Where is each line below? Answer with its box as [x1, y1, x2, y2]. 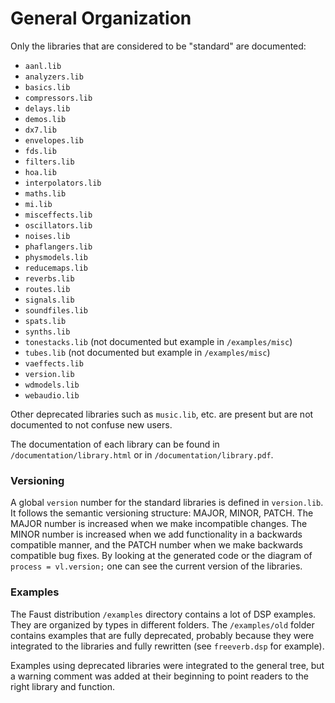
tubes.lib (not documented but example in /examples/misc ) [24, 346, 271, 358]
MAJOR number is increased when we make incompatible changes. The [10, 518, 308, 530]
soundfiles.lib [24, 305, 89, 316]
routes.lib [24, 284, 71, 294]
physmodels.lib [24, 252, 89, 262]
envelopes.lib [24, 135, 84, 146]
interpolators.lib [24, 178, 102, 188]
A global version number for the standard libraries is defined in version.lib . [10, 497, 324, 509]
